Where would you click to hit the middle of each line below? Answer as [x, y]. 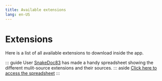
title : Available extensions [36, 10]
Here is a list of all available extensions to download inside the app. [74, 53]
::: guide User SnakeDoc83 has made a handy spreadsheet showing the [79, 62]
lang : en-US [18, 14]
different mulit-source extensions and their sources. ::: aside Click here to [81, 68]
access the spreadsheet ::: [33, 73]
